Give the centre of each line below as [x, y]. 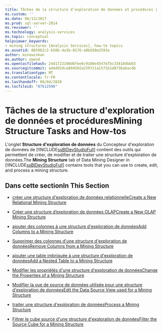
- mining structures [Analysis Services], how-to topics [64, 46]
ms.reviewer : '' [21, 28]
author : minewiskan [25, 55]
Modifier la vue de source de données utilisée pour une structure [77, 285]
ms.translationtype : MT [29, 73]
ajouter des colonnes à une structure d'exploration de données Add [79, 227]
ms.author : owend [23, 59]
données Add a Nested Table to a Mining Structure [62, 261]
